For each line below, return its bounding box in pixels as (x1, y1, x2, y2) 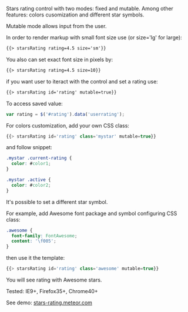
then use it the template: (6, 254, 65, 261)
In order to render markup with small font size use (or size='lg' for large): (6, 34, 182, 41)
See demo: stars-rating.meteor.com (6, 299, 93, 306)
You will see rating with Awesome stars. (6, 276, 102, 283)
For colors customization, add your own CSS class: (6, 122, 129, 129)
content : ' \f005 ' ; (11, 238, 57, 244)
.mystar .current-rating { (6, 155, 72, 161)
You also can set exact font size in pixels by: (6, 56, 113, 63)
